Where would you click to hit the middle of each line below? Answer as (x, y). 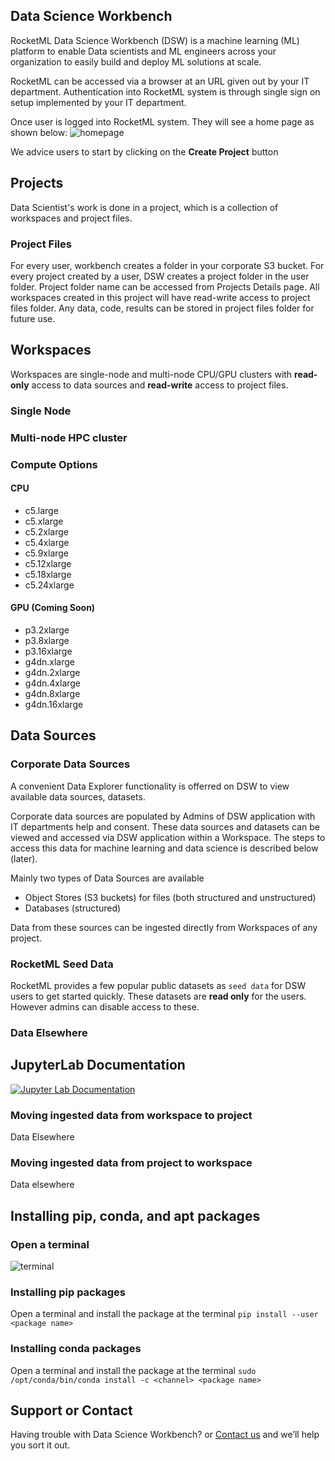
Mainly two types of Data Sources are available (107, 878)
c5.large (41, 510)
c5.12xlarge (48, 563)
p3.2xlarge (47, 630)
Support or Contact (71, 1410)
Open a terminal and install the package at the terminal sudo (133, 1370)
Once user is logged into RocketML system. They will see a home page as (162, 121)
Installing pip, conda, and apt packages (135, 1215)
